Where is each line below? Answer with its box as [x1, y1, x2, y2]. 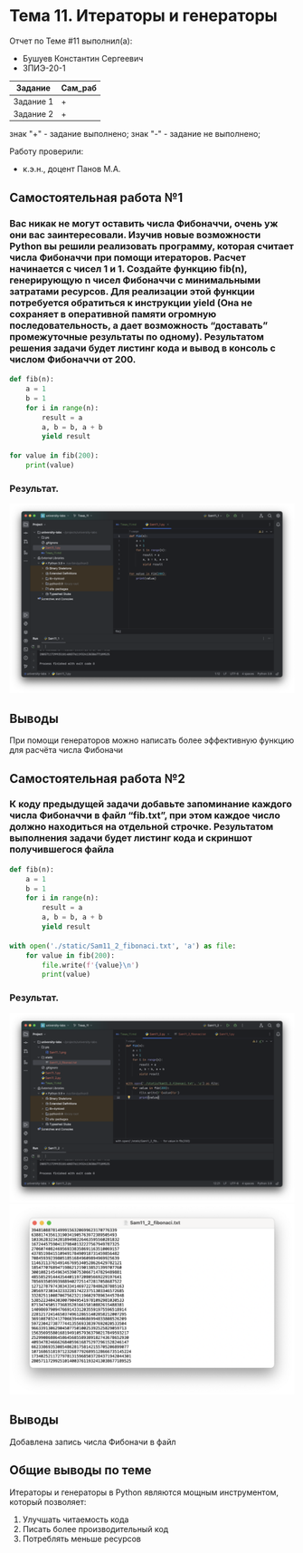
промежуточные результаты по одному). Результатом [9, 330, 264, 342]
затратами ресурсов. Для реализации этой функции [9, 285, 255, 297]
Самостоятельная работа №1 [9, 189, 184, 205]
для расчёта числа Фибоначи [9, 745, 124, 756]
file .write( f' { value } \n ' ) [42, 960, 140, 969]
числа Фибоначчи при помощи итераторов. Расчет [9, 251, 247, 264]
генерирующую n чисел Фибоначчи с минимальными [9, 274, 261, 286]
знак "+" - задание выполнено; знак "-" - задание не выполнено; [9, 129, 260, 140]
